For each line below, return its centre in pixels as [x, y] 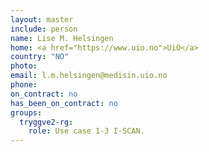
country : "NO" [40, 57]
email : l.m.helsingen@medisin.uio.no [89, 76]
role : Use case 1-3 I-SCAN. [86, 131]
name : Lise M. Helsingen [62, 38]
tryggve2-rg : [46, 122]
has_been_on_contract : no [64, 103]
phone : [24, 85]
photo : [24, 66]
